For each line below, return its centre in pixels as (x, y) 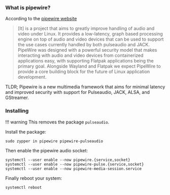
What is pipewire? (28, 8)
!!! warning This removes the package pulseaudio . (57, 122)
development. (32, 77)
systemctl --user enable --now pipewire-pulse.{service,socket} (75, 164)
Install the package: (26, 132)
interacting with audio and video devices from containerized (80, 55)
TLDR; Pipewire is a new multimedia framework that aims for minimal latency (85, 87)
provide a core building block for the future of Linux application (84, 72)
